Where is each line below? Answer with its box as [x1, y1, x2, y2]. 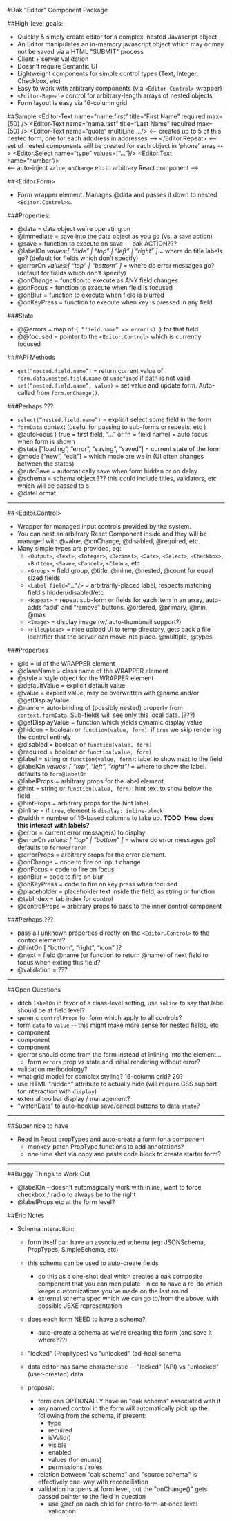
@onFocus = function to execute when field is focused [17, 284, 173, 291]
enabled [48, 1448, 72, 1456]
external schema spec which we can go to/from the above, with [37, 1294, 220, 1302]
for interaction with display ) [17, 1087, 97, 1095]
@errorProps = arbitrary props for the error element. [17, 850, 167, 859]
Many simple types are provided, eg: [17, 545, 122, 552]
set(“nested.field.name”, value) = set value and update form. [17, 381, 197, 390]
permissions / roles [48, 1463, 103, 1471]
